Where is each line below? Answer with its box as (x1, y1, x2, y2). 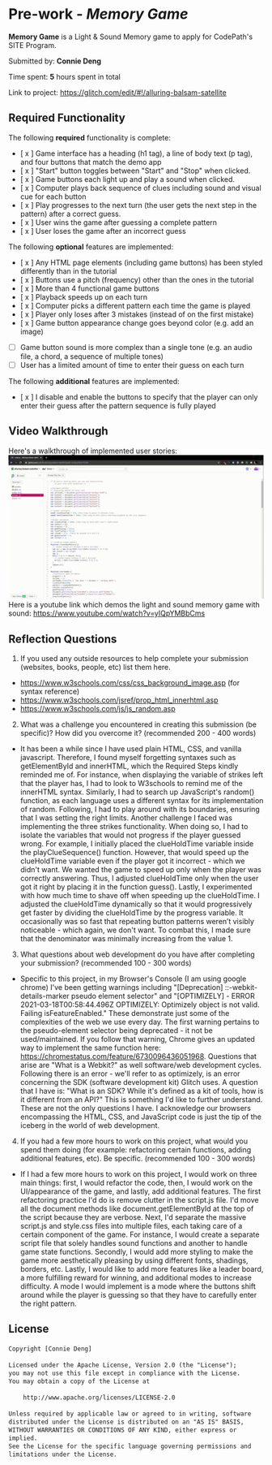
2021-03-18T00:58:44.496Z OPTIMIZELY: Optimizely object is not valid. (19, 1000, 261, 1009)
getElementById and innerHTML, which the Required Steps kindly (19, 761, 239, 771)
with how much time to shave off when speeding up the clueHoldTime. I (19, 891, 261, 900)
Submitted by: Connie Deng (8, 56, 102, 66)
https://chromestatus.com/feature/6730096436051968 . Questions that (19, 1052, 257, 1061)
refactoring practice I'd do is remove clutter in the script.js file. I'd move (19, 1195, 259, 1204)
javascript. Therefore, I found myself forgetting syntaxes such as (19, 753, 236, 762)
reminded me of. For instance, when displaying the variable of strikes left (19, 770, 264, 780)
